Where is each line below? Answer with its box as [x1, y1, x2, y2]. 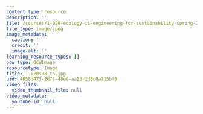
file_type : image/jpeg [6, 25, 63, 32]
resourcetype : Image [6, 65, 59, 71]
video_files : [6, 82, 39, 88]
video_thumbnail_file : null [11, 87, 83, 93]
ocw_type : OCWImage [6, 59, 56, 65]
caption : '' [11, 37, 42, 43]
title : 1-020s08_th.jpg [6, 71, 66, 77]
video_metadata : [6, 93, 47, 99]
